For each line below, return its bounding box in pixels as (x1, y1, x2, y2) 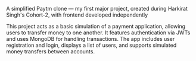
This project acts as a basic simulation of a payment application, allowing (6, 23, 186, 30)
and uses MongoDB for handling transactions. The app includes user (6, 36, 175, 42)
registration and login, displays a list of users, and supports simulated (6, 41, 177, 49)
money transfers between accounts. (6, 48, 95, 55)
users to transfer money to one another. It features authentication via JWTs (6, 29, 191, 36)
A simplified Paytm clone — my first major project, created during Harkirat (6, 5, 188, 12)
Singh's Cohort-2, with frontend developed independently (6, 11, 148, 18)
